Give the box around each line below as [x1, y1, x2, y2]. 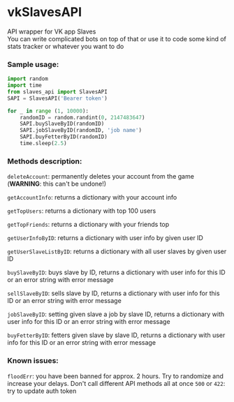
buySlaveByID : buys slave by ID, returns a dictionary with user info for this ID [7, 268, 226, 276]
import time [7, 82, 42, 89]
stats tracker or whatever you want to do [7, 42, 124, 50]
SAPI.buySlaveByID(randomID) [20, 120, 105, 128]
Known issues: [7, 356, 59, 366]
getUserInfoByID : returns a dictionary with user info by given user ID [7, 234, 204, 242]
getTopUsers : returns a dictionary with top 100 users [7, 207, 156, 215]
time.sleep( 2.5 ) [20, 140, 68, 147]
